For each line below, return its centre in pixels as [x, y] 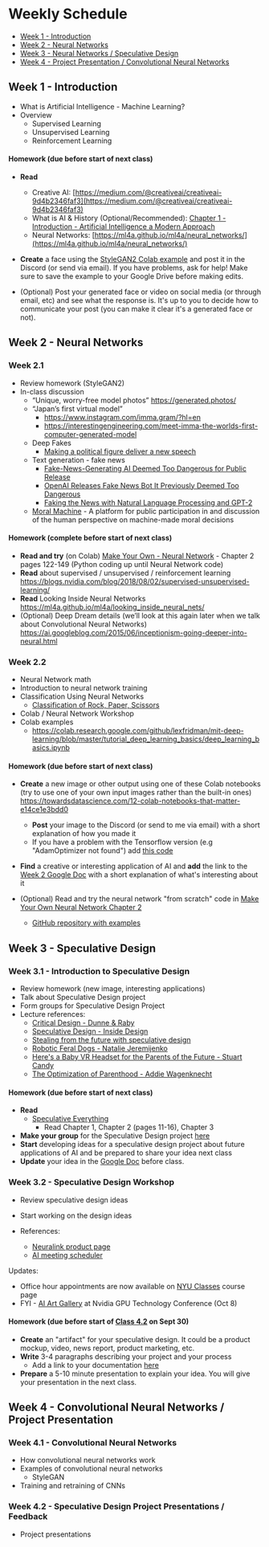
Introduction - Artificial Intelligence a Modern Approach [123, 227]
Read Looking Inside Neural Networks [83, 598]
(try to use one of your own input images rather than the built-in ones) [136, 793]
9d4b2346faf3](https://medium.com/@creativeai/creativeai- [132, 201]
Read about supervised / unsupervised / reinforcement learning [125, 573]
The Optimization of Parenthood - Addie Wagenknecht [122, 1074]
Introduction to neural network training [84, 688]
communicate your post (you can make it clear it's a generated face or [136, 308]
